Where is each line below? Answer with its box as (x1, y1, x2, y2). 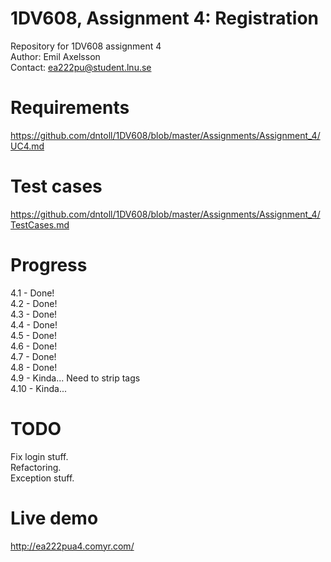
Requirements (10, 97, 130, 119)
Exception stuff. (10, 472, 75, 484)
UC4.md (10, 140, 45, 152)
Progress (10, 254, 88, 276)
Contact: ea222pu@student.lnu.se (10, 61, 152, 73)
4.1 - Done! (10, 287, 55, 299)
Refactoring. (10, 461, 62, 473)
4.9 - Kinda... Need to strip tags (10, 372, 141, 384)
